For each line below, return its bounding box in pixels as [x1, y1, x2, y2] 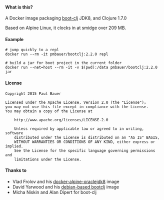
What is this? [5, 4, 33, 10]
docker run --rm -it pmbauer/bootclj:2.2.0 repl [5, 52, 108, 57]
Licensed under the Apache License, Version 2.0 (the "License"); [5, 100, 146, 105]
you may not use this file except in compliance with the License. [5, 104, 149, 109]
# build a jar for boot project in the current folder [5, 61, 122, 66]
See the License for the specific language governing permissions [14, 148, 155, 153]
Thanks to [5, 167, 26, 173]
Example [5, 36, 24, 42]
